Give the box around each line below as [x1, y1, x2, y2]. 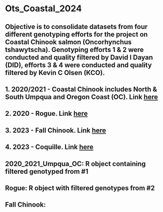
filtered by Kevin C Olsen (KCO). [5, 68, 105, 77]
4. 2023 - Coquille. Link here [5, 143, 94, 151]
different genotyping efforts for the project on [5, 30, 148, 38]
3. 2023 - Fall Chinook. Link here [5, 126, 106, 134]
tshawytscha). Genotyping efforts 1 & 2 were [5, 45, 144, 54]
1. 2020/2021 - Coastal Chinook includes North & [5, 85, 158, 93]
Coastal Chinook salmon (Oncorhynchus [5, 38, 132, 46]
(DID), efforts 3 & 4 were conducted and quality [5, 61, 152, 69]
